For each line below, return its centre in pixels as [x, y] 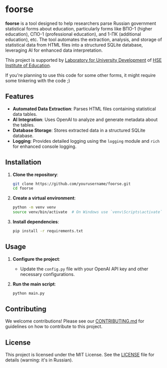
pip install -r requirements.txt [48, 231]
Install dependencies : [36, 222]
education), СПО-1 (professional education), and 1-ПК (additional [73, 34]
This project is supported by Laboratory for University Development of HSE [83, 60]
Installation [23, 162]
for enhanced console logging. [45, 146]
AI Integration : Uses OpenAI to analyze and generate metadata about [85, 119]
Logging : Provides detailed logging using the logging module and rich [86, 141]
